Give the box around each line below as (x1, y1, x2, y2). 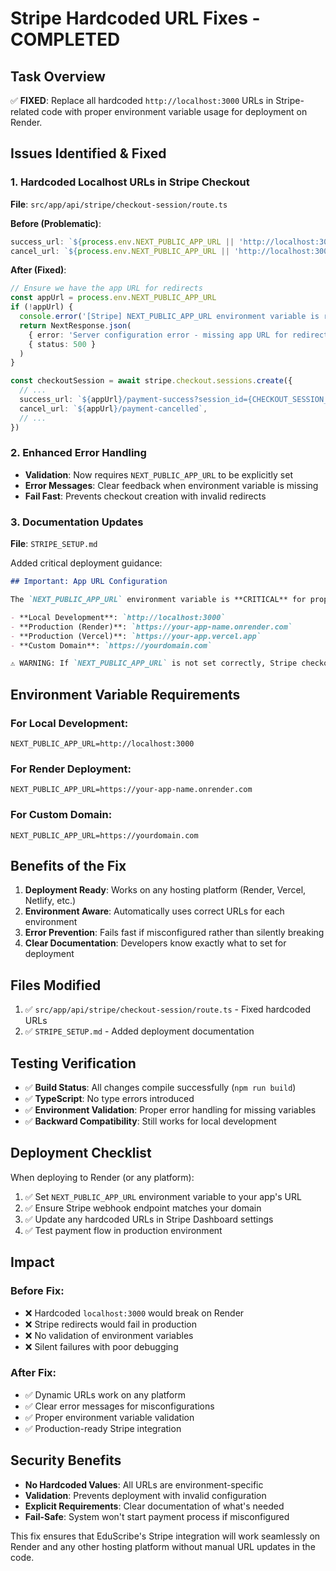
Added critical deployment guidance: (10, 557, 163, 569)
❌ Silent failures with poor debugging (24, 1340, 179, 1352)
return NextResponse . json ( (19, 320, 132, 331)
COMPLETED (10, 28, 121, 51)
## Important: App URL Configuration (10, 577, 168, 587)
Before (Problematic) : (10, 217, 102, 229)
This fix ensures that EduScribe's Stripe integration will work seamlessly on (10, 1530, 321, 1542)
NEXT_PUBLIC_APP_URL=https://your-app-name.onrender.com (10, 785, 253, 795)
